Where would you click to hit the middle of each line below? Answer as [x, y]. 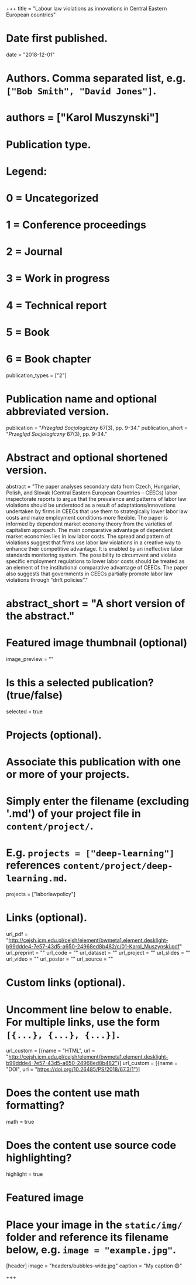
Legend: [27, 171]
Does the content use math [73, 1093]
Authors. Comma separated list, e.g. [96, 78]
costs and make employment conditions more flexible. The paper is [87, 517]
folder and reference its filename [87, 1237]
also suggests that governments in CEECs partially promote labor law [90, 574]
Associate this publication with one [94, 762]
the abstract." [40, 616]
